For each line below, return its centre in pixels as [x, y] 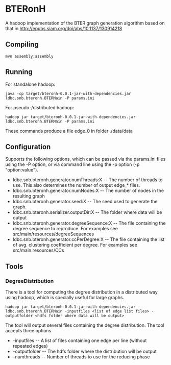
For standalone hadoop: [30, 84]
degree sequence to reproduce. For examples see [65, 229]
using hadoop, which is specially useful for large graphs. [65, 298]
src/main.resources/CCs [38, 250]
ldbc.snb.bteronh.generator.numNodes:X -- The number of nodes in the [88, 191]
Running [19, 72]
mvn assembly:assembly [29, 56]
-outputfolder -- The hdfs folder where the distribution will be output [84, 351]
